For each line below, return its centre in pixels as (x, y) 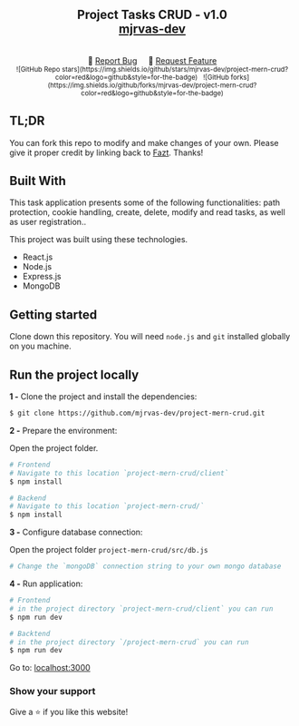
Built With (38, 181)
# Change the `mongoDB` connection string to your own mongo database (145, 566)
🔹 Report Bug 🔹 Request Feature (152, 60)
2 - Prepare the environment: (63, 430)
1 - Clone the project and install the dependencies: (103, 397)
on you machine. (41, 346)
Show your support (53, 692)
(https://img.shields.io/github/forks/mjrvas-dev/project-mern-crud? (152, 85)
